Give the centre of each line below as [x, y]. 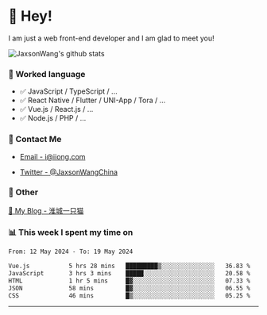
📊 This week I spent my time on [71, 232]
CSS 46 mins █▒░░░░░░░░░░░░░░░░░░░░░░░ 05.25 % [129, 296]
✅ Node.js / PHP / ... [53, 118]
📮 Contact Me [35, 140]
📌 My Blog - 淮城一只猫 [46, 210]
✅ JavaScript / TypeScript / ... [68, 91]
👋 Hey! [31, 16]
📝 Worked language [47, 74]
